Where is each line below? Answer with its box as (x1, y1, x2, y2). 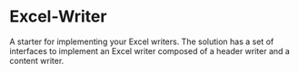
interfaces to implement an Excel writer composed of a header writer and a (9, 45, 291, 56)
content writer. (9, 55, 65, 66)
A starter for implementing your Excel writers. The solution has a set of (9, 36, 274, 47)
